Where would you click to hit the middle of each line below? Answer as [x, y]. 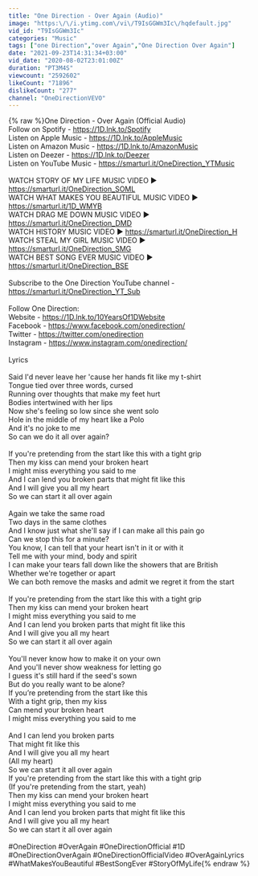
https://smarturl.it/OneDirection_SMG [70, 249]
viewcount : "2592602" [45, 76]
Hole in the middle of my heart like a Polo [76, 420]
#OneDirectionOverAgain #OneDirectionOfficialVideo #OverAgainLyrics [127, 855]
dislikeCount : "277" [43, 90]
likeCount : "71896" [41, 83]
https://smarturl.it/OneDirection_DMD [70, 223]
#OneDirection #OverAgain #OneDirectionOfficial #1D [97, 847]
